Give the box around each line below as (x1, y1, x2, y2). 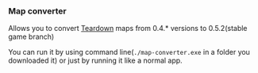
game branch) (8, 32, 55, 41)
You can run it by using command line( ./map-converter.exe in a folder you (8, 48, 250, 57)
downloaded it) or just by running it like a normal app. (8, 56, 183, 65)
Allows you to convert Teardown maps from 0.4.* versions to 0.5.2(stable (8, 24, 248, 33)
